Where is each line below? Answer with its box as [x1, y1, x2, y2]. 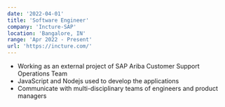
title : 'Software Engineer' [7, 17, 90, 24]
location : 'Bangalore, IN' [7, 29, 86, 37]
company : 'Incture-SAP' [7, 23, 77, 30]
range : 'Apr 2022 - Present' [7, 36, 93, 43]
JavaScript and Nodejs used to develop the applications [17, 77, 179, 85]
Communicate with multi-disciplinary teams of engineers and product [17, 85, 219, 92]
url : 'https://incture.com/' [7, 43, 93, 50]
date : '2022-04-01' [7, 10, 64, 17]
